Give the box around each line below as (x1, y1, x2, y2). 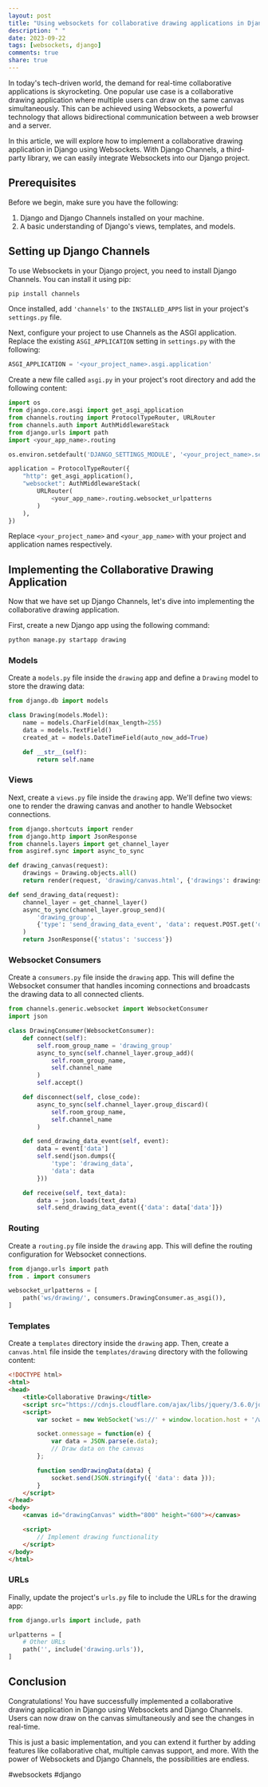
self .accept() (37, 1079, 84, 1087)
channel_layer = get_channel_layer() (22, 898, 148, 907)
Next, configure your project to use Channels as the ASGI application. (8, 328, 237, 338)
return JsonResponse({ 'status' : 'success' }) (22, 935, 173, 943)
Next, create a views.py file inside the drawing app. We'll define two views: (8, 792, 253, 802)
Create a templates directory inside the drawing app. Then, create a (8, 1339, 229, 1348)
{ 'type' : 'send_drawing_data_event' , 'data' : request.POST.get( (37, 920, 255, 929)
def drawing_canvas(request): (8, 862, 109, 870)
